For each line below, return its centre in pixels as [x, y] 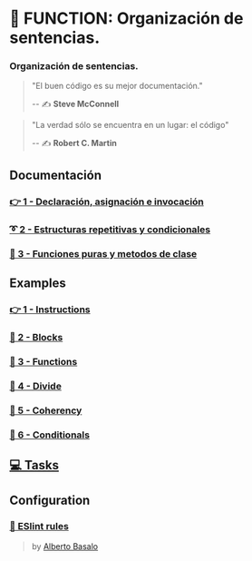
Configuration [50, 501]
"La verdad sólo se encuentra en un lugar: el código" [130, 125]
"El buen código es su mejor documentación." [117, 86]
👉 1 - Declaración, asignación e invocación [107, 202]
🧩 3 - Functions [44, 361]
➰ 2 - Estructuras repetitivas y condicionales [110, 229]
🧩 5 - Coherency [46, 410]
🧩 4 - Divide [35, 386]
